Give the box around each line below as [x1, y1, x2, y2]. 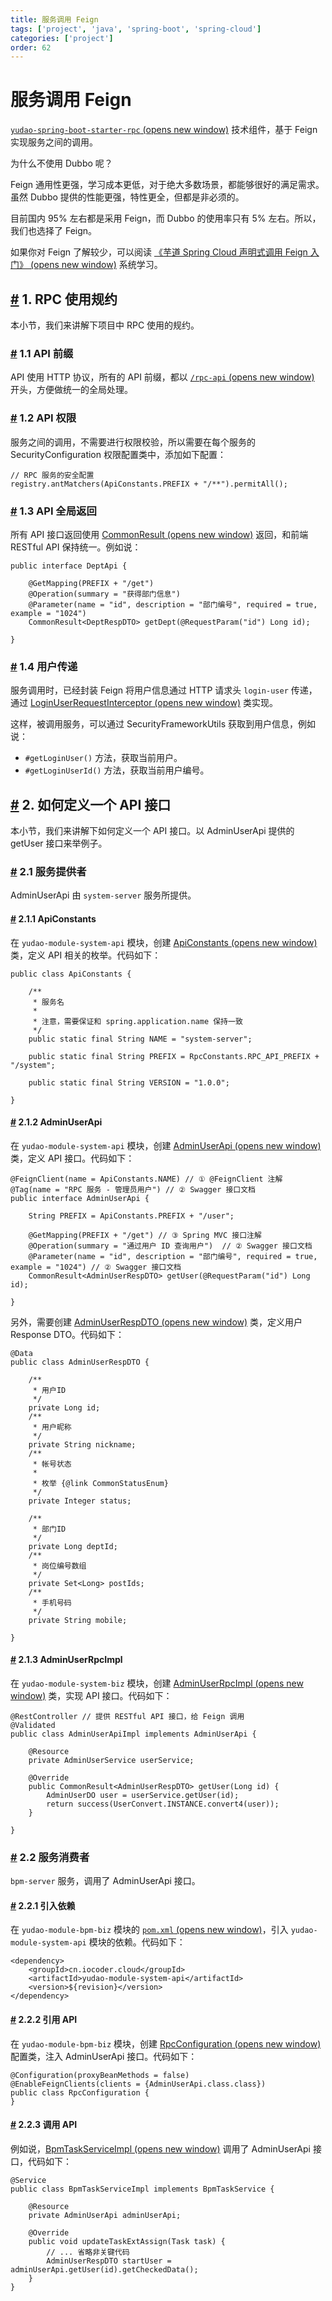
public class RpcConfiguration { [10, 2087, 150, 2098]
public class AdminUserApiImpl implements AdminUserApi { [10, 1729, 257, 1739]
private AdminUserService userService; [28, 1755, 195, 1765]
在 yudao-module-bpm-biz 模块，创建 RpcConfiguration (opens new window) [10, 2037, 322, 2050]
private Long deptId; [28, 1541, 118, 1551]
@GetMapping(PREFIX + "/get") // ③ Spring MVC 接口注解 [28, 1230, 262, 1240]
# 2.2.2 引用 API [10, 2014, 78, 2025]
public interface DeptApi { [10, 561, 128, 571]
